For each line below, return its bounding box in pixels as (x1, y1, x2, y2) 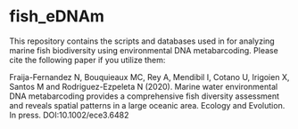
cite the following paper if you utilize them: (9, 54, 166, 65)
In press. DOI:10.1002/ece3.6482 (9, 109, 129, 120)
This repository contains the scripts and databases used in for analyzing (9, 36, 275, 46)
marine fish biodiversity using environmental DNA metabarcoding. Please (9, 44, 278, 55)
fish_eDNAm (9, 6, 105, 27)
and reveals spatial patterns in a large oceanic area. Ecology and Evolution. (9, 100, 286, 110)
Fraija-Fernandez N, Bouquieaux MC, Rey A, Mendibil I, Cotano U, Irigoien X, (9, 71, 290, 82)
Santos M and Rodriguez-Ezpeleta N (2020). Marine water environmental (9, 81, 278, 92)
